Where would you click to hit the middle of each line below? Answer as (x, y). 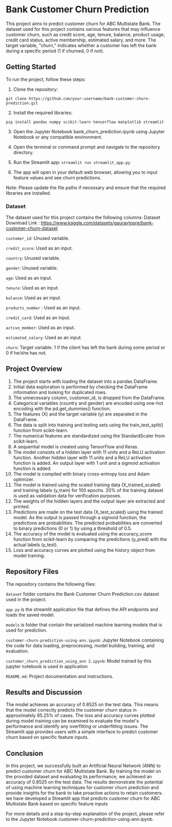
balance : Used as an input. (34, 298)
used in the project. (26, 599)
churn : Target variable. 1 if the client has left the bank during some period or (85, 347)
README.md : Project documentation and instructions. (60, 676)
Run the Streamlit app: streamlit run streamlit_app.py (72, 162)
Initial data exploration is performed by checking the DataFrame (80, 387)
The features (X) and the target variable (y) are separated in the (80, 414)
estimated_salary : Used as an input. (44, 338)
